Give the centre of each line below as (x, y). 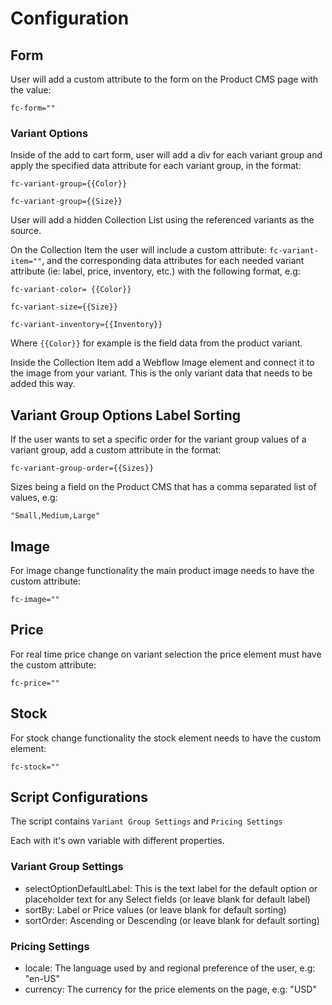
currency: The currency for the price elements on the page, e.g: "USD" (170, 989)
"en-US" (42, 978)
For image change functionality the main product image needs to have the (162, 570)
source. (26, 231)
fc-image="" (35, 599)
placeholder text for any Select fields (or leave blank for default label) (167, 899)
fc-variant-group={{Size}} (66, 202)
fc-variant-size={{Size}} (64, 307)
